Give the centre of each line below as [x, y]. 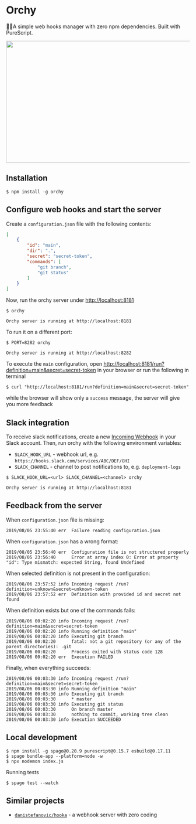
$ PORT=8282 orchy [28, 343]
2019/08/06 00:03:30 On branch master [60, 709]
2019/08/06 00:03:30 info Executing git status [65, 704]
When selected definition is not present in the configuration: [78, 573]
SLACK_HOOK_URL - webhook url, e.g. [56, 454]
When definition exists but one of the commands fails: [71, 610]
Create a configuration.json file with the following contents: [79, 224]
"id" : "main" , [44, 246]
